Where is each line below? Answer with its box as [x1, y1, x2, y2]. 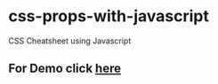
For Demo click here [8, 61, 122, 76]
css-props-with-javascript [8, 6, 210, 27]
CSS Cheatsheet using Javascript [8, 35, 132, 46]
